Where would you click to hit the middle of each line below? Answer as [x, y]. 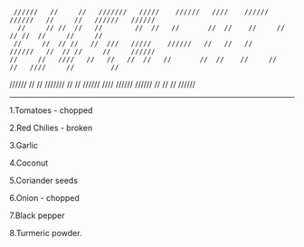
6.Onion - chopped [44, 198]
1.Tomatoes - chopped [51, 110]
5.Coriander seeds [44, 180]
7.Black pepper [37, 215]
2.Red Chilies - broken [51, 128]
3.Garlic [24, 145]
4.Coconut [29, 163]
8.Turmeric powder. [46, 233]
